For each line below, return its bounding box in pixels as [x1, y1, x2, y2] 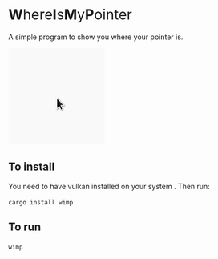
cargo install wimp [8, 198, 74, 206]
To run [8, 221, 42, 234]
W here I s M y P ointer [8, 6, 132, 24]
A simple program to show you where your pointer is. [8, 32, 184, 42]
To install [8, 160, 55, 174]
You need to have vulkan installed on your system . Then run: [8, 181, 210, 191]
